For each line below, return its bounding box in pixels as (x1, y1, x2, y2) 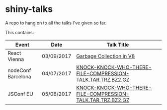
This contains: (5, 29, 34, 35)
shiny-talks (5, 3, 53, 15)
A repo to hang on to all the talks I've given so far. (5, 20, 107, 26)
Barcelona (7, 73, 31, 80)
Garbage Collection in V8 (76, 53, 135, 59)
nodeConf (7, 67, 31, 74)
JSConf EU (7, 90, 33, 97)
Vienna (7, 55, 24, 62)
